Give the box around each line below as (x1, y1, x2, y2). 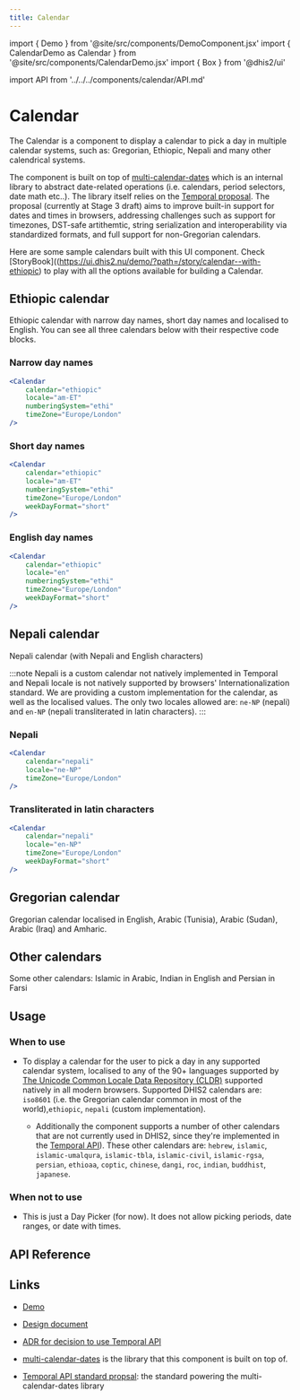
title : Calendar (9, 13, 70, 22)
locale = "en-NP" (25, 840, 82, 849)
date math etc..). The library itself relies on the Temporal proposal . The (9, 190, 270, 202)
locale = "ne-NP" (25, 765, 82, 774)
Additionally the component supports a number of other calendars (35, 1121, 280, 1132)
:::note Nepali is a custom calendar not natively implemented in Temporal (9, 667, 279, 678)
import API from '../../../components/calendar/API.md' (9, 74, 206, 85)
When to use (9, 1035, 65, 1048)
